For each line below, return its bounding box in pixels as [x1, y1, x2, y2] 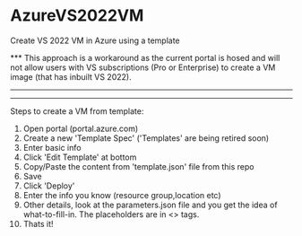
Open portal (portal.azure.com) [22, 123, 139, 134]
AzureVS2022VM [10, 5, 144, 26]
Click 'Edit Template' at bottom [22, 152, 137, 162]
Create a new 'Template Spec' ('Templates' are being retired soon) [22, 132, 270, 144]
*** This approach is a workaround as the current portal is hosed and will [10, 52, 280, 63]
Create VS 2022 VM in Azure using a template [10, 35, 180, 46]
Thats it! [22, 218, 54, 229]
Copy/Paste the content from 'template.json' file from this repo [22, 161, 255, 171]
